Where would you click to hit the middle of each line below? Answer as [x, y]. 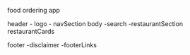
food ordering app [34, 10]
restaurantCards [31, 31]
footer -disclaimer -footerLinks [52, 45]
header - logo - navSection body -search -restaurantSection [95, 24]
